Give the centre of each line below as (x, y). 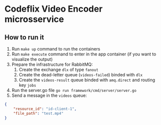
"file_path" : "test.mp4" (38, 113)
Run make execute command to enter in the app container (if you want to (84, 54)
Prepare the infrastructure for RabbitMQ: (52, 64)
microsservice (34, 19)
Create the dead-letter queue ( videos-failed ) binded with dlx (81, 75)
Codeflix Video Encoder (54, 9)
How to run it (24, 37)
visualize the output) (32, 59)
